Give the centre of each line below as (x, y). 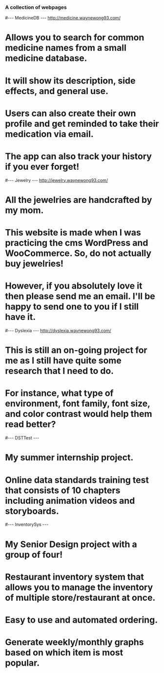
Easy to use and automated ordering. (82, 620)
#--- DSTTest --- (22, 438)
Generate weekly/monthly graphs (74, 642)
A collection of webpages (36, 7)
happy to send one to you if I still (72, 307)
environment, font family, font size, (78, 404)
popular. (22, 663)
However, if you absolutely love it (74, 286)
